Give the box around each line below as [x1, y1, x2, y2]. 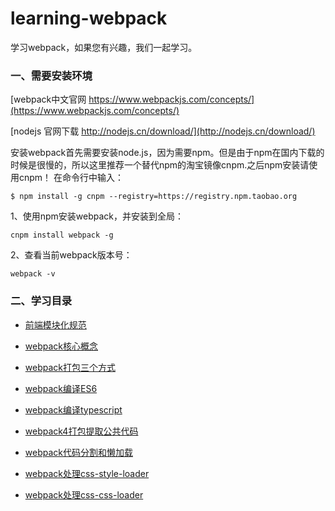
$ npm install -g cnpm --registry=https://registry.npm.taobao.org [10, 192, 298, 202]
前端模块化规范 [24, 318, 87, 331]
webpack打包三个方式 [24, 361, 116, 373]
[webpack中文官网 [10, 93, 87, 106]
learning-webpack [10, 7, 168, 30]
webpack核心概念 [24, 340, 98, 352]
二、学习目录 [10, 294, 73, 308]
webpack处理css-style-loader [24, 467, 150, 479]
